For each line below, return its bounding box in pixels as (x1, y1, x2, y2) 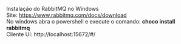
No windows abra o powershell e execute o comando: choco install (6, 18, 176, 25)
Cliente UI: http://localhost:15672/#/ (6, 31, 96, 38)
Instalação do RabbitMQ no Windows (6, 5, 99, 12)
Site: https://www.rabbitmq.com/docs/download (6, 11, 127, 19)
